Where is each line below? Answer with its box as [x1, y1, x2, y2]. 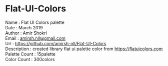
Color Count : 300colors [5, 56, 55, 62]
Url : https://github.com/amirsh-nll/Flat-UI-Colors [5, 40, 106, 46]
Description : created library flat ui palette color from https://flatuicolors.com [5, 46, 163, 52]
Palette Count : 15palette [5, 51, 56, 57]
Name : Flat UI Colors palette [5, 19, 65, 25]
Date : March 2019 [5, 24, 43, 30]
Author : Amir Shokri [5, 30, 47, 36]
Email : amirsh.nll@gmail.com [5, 35, 66, 41]
